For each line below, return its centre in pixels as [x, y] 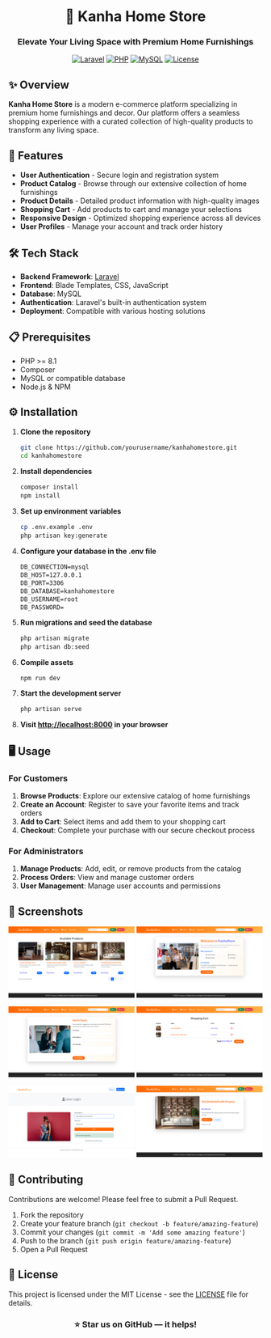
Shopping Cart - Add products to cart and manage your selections [131, 210]
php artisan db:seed [54, 646]
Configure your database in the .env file [88, 551]
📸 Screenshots [46, 911]
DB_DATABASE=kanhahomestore [67, 591]
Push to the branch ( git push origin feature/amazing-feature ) [125, 1240]
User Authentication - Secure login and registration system [119, 175]
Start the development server [71, 693]
